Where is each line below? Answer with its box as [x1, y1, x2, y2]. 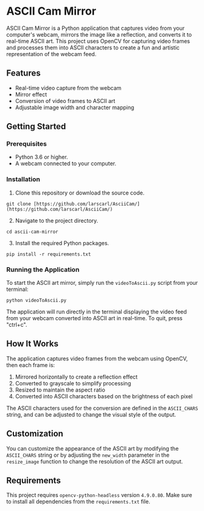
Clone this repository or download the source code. [15, 189, 145, 196]
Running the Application [6, 265, 80, 274]
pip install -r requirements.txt [6, 251, 91, 257]
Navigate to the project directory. [15, 216, 99, 224]
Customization [6, 429, 64, 439]
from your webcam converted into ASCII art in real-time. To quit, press [6, 315, 183, 322]
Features [6, 68, 41, 79]
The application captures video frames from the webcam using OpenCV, [6, 355, 188, 362]
